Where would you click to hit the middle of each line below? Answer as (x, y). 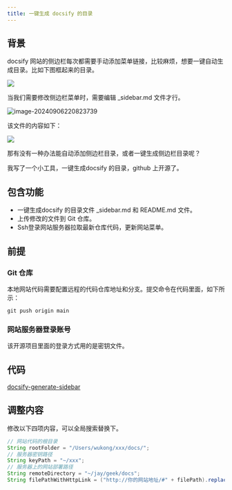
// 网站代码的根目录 (32, 441)
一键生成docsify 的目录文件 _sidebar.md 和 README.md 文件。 (107, 210)
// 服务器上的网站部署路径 (40, 467)
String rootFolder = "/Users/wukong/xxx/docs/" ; (78, 448)
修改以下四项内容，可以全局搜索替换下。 (65, 428)
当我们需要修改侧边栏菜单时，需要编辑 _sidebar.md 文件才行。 (96, 98)
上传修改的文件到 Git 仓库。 (56, 219)
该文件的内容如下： (35, 126)
